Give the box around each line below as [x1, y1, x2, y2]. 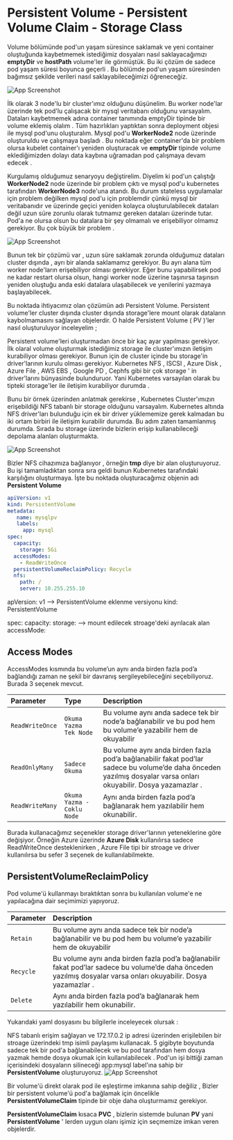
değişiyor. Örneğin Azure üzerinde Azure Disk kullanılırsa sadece [7, 836, 193, 844]
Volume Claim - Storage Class [7, 19, 182, 36]
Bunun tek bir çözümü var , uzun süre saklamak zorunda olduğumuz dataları [7, 251, 225, 259]
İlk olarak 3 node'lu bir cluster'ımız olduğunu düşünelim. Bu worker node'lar [7, 99, 223, 107]
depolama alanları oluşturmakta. [7, 432, 99, 440]
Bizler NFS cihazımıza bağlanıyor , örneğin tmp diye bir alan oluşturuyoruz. [7, 458, 221, 467]
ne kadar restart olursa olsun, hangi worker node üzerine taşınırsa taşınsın [7, 273, 219, 281]
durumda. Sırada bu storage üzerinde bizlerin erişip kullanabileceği [7, 424, 199, 432]
